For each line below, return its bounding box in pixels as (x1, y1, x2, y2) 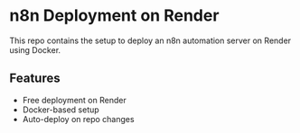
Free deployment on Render (22, 94, 127, 105)
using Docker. (9, 44, 61, 55)
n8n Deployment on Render (9, 5, 220, 26)
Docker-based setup (22, 104, 99, 115)
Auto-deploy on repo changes (22, 113, 135, 124)
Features (9, 71, 61, 86)
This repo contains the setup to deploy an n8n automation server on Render (9, 35, 292, 46)
